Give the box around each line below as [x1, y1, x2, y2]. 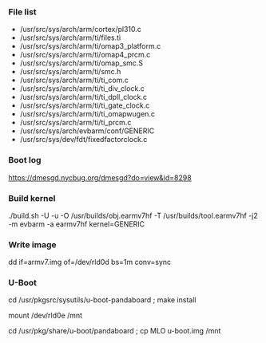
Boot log [8, 155, 42, 166]
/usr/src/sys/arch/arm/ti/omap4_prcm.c [19, 50, 151, 60]
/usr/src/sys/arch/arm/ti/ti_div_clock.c [19, 84, 145, 93]
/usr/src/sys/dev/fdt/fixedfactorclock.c [19, 135, 148, 144]
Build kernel [8, 192, 56, 203]
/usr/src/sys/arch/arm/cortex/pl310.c [19, 25, 142, 34]
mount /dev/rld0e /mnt [8, 310, 82, 321]
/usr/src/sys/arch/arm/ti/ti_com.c [19, 75, 129, 85]
